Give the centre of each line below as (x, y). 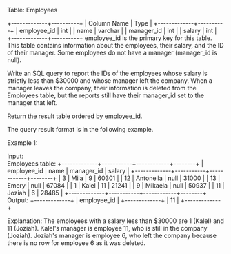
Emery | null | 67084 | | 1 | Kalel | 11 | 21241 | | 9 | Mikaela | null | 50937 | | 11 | (116, 185)
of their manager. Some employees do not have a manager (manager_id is (112, 52)
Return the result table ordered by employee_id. (75, 116)
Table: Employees (32, 10)
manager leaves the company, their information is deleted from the (102, 88)
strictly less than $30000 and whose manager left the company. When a (110, 81)
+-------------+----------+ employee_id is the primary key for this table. (110, 38)
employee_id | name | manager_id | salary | (68, 171)
